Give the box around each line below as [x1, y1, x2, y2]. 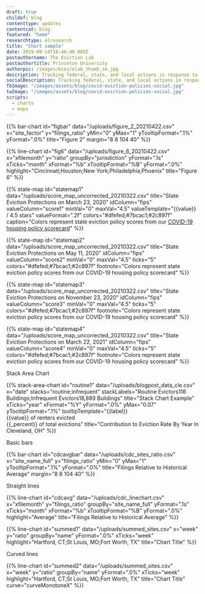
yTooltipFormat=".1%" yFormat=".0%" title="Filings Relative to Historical [6, 464, 187, 471]
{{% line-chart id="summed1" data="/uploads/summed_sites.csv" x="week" [6, 525, 198, 533]
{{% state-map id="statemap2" [6, 236, 85, 244]
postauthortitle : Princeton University [6, 60, 108, 66]
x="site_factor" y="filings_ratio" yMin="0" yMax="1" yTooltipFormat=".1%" [6, 129, 193, 137]
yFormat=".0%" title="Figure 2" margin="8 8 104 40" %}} [6, 135, 151, 143]
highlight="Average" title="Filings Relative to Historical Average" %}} [6, 513, 179, 521]
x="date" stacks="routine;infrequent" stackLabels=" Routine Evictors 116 [6, 388, 187, 395]
